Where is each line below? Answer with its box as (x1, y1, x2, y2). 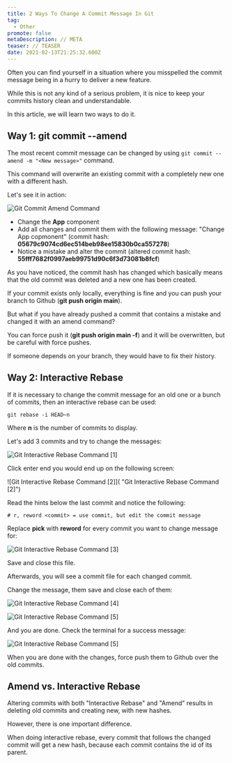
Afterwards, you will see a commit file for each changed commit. (7, 572, 193, 580)
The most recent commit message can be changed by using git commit (7, 148, 212, 157)
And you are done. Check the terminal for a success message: (7, 626, 187, 634)
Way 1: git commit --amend (7, 130, 127, 142)
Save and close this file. (7, 558, 75, 567)
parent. (7, 748, 28, 757)
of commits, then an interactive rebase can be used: (7, 398, 157, 406)
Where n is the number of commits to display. (7, 423, 138, 432)
